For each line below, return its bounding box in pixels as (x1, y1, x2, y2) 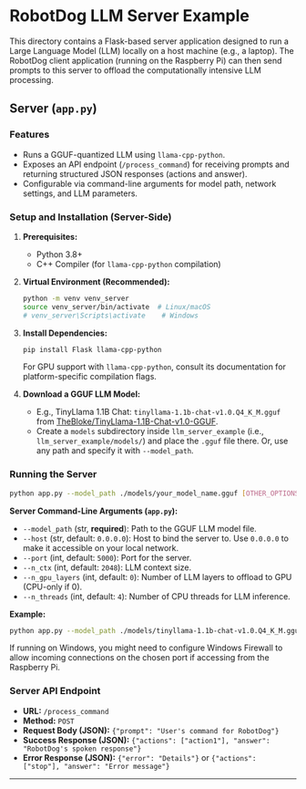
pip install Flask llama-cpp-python (22, 345, 162, 354)
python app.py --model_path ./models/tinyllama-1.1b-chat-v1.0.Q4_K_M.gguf (9, 626, 303, 635)
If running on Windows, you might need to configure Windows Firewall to (9, 642, 283, 653)
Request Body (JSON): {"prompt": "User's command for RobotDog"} (22, 724, 280, 735)
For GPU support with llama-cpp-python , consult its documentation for (22, 361, 287, 372)
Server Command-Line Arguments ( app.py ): (9, 505, 178, 516)
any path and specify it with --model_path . (36, 445, 194, 456)
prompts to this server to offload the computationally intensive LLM (9, 65, 261, 76)
